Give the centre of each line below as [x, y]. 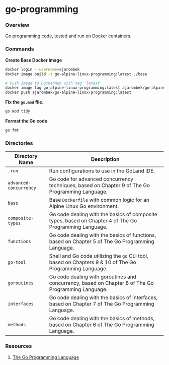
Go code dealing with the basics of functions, [103, 235]
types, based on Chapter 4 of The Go [93, 221]
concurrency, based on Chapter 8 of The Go [102, 283]
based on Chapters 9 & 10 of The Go [93, 262]
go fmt [12, 130]
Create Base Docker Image [33, 60]
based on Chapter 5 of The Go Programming [102, 241]
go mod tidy [18, 111]
